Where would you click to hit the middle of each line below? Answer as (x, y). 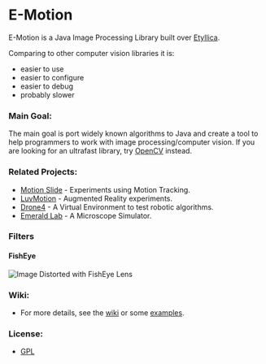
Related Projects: (43, 172)
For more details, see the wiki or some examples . (102, 312)
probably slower (47, 94)
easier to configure (52, 77)
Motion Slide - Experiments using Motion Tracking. (105, 189)
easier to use (42, 69)
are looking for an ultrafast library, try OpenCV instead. (100, 151)
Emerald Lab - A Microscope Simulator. (86, 215)
